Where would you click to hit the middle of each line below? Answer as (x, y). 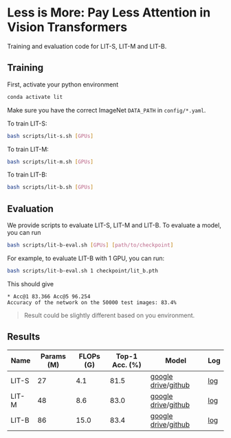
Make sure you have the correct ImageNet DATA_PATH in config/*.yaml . (107, 110)
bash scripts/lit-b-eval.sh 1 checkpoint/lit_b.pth (82, 270)
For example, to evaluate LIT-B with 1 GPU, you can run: (86, 258)
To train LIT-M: (28, 149)
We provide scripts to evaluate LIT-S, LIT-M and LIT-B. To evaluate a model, (114, 225)
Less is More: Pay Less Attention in (109, 13)
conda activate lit (35, 97)
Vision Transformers (67, 27)
